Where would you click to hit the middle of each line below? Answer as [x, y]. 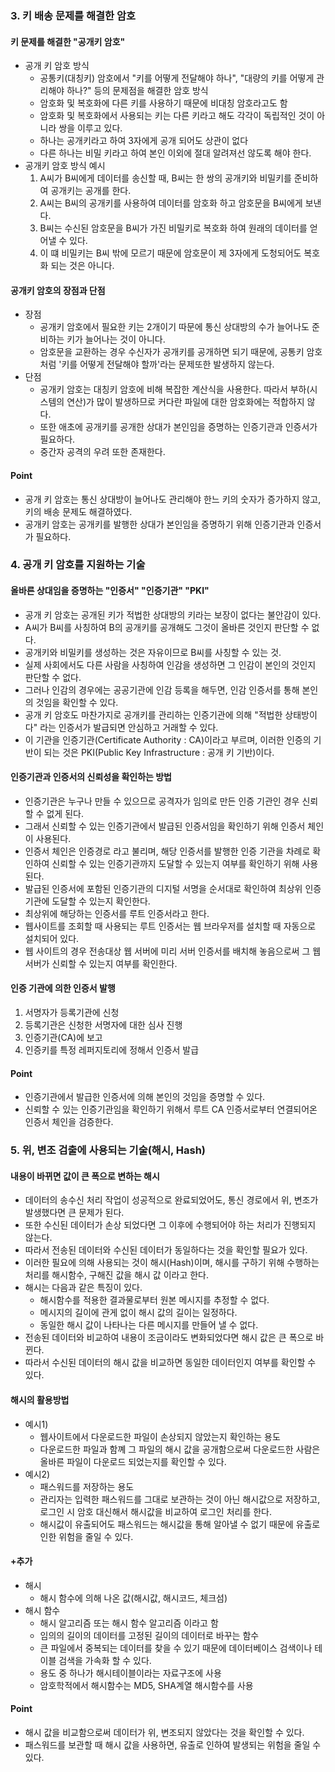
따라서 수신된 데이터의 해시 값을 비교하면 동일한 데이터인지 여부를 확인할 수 [170, 1363]
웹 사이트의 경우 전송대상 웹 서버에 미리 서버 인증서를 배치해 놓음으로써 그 [167, 951]
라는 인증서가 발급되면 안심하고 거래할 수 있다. [129, 727]
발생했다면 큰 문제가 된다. [74, 1213]
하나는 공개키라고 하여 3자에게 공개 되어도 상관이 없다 [144, 141]
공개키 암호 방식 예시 [65, 166]
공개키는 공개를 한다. [91, 191]
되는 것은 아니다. [82, 266]
